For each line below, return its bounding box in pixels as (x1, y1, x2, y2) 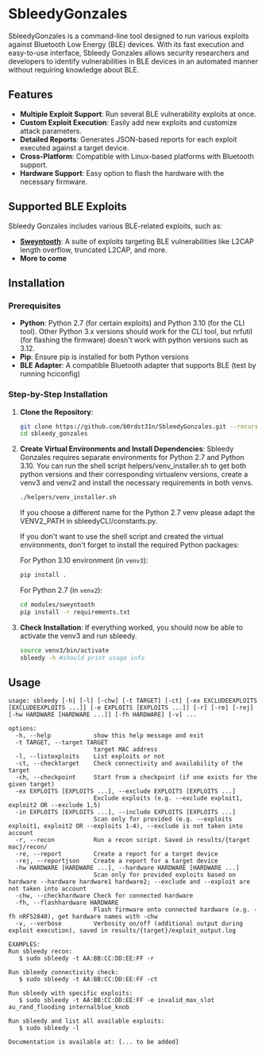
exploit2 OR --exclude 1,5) (8, 801, 102, 809)
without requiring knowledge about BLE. (8, 64, 140, 74)
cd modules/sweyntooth (19, 601, 95, 609)
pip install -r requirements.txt (19, 608, 131, 616)
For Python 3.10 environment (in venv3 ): (19, 556, 148, 565)
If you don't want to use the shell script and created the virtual (19, 532, 224, 541)
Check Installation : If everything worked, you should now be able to (19, 622, 244, 632)
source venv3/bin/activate (19, 646, 110, 654)
